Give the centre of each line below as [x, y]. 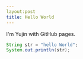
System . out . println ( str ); [38, 50]
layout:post [21, 12]
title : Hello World [30, 17]
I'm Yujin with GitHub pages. [41, 34]
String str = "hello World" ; [42, 45]
